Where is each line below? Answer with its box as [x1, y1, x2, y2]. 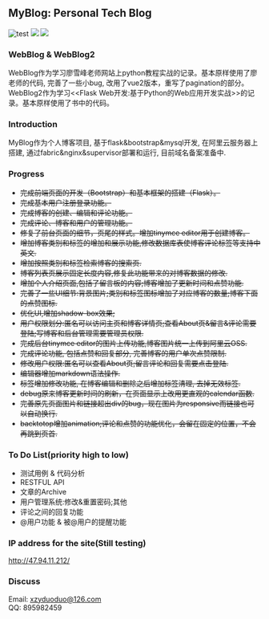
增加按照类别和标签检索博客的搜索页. [19, 258, 142, 267]
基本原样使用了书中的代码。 [22, 98, 114, 108]
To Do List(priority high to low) [8, 449, 130, 460]
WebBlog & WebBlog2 [8, 48, 95, 59]
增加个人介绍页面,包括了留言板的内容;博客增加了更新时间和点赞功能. [19, 278, 244, 287]
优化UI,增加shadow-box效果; [19, 308, 115, 318]
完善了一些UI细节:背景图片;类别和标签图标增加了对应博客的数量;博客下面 [19, 288, 259, 298]
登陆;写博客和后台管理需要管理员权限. [19, 328, 144, 338]
